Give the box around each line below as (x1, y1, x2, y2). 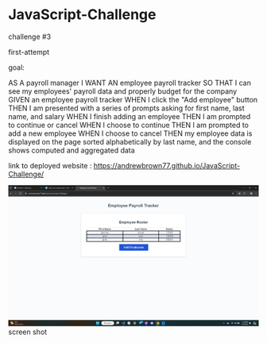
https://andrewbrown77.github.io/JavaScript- (93, 160, 241, 170)
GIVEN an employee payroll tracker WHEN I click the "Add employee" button (8, 94, 258, 104)
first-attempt (8, 47, 50, 56)
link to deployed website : (8, 160, 92, 170)
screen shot (8, 327, 48, 337)
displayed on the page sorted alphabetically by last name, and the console (8, 137, 252, 146)
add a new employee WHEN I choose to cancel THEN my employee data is (8, 129, 253, 138)
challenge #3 (8, 32, 52, 41)
